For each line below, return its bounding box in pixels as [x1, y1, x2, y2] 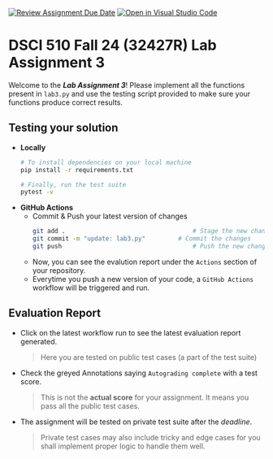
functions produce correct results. [8, 97, 123, 107]
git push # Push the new [32, 242, 244, 250]
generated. [19, 336, 58, 346]
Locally [19, 142, 46, 152]
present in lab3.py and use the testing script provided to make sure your [8, 89, 251, 98]
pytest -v [19, 188, 54, 197]
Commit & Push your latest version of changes [32, 211, 188, 221]
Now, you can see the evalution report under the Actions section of [32, 257, 258, 266]
